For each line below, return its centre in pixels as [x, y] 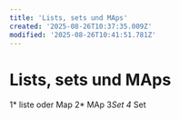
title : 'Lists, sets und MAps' [69, 18]
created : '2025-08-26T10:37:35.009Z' [81, 26]
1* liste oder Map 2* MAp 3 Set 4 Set [78, 104]
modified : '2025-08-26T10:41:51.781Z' [83, 35]
